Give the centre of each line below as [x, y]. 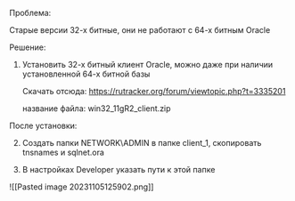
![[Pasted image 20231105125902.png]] [82, 187]
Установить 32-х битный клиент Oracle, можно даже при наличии [147, 64]
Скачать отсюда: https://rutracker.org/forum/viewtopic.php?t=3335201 [154, 91]
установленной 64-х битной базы [86, 74]
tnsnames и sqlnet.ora [63, 152]
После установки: [43, 125]
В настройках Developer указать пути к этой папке [119, 169]
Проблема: [30, 13]
